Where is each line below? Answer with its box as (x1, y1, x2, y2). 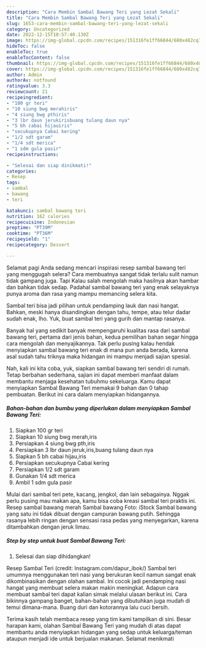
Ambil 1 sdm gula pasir (15, 478, 72, 486)
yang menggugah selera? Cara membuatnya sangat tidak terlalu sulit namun (6, 270, 199, 277)
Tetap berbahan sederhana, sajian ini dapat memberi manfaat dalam (6, 371, 179, 379)
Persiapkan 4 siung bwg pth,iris (15, 439, 95, 447)
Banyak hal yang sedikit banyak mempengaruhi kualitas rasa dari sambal (6, 326, 190, 334)
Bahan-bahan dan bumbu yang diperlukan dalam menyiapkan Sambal (6, 405, 191, 412)
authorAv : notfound (6, 77, 56, 83)
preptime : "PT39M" (6, 225, 53, 231)
